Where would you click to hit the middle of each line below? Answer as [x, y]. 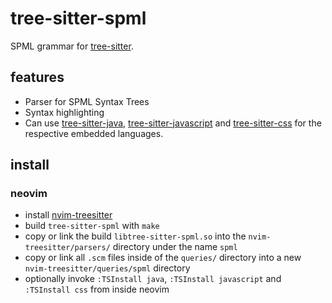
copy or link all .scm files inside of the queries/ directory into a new [163, 258]
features [37, 77]
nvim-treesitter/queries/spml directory [107, 268]
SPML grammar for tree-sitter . [72, 46]
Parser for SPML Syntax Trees [87, 101]
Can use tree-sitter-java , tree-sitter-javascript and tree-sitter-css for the [173, 123]
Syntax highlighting [64, 112]
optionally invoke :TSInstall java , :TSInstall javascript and [153, 279]
